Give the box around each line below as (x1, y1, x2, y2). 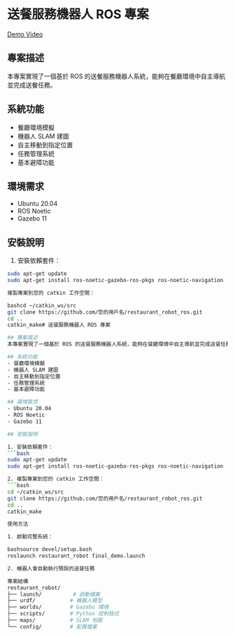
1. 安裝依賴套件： (7, 443, 54, 450)
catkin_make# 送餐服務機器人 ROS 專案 (7, 321, 111, 329)
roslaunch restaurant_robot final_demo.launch (7, 552, 145, 560)
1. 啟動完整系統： (7, 533, 54, 540)
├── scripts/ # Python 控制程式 (7, 610, 120, 617)
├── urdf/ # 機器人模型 (7, 597, 103, 604)
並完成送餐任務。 (7, 80, 57, 89)
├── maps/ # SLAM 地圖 (7, 617, 103, 624)
